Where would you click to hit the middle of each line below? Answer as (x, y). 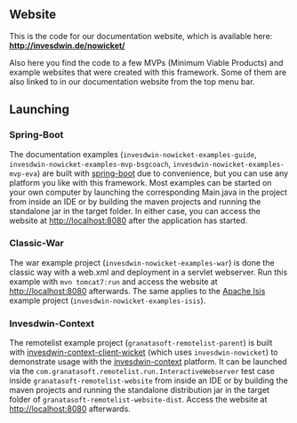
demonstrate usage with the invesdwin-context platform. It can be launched (148, 362)
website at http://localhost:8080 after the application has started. (128, 220)
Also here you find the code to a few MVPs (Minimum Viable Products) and (146, 62)
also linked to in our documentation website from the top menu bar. (132, 81)
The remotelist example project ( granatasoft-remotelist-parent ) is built (141, 343)
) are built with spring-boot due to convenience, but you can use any (163, 173)
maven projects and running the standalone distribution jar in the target (139, 390)
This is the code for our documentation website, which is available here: (141, 36)
